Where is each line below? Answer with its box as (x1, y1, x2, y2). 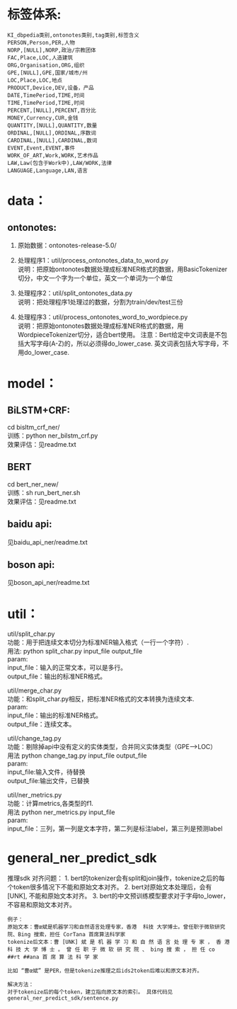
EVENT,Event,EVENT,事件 (7, 144, 76, 152)
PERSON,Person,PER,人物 (7, 39, 76, 46)
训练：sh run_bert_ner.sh (7, 488, 81, 496)
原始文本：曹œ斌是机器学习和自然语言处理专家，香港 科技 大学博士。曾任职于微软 (7, 923, 215, 931)
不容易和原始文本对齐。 (7, 901, 76, 909)
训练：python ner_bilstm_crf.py (7, 431, 98, 440)
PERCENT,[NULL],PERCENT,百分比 (7, 107, 97, 114)
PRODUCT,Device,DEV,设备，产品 (7, 84, 94, 91)
